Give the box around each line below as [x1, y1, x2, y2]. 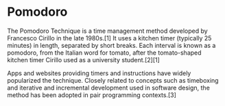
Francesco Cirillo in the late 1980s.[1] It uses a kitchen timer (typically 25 [7, 34, 212, 42]
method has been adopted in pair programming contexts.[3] [7, 90, 177, 99]
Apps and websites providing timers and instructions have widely [7, 69, 191, 77]
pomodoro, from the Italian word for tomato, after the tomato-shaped [7, 49, 202, 57]
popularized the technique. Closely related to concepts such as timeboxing [7, 76, 219, 84]
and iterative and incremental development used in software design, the [7, 83, 211, 92]
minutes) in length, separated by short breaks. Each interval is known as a [7, 41, 216, 49]
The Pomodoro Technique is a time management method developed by [7, 27, 208, 35]
